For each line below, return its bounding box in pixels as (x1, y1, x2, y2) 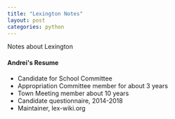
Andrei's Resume (7, 58, 59, 66)
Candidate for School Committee (17, 74, 112, 83)
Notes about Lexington (7, 43, 74, 51)
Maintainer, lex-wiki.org (17, 104, 86, 112)
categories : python (7, 23, 65, 30)
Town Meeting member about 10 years (17, 89, 129, 97)
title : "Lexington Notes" (7, 10, 83, 17)
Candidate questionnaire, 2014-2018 (17, 96, 123, 105)
